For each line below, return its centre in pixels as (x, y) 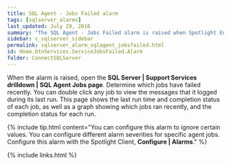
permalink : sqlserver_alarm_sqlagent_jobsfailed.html (86, 45)
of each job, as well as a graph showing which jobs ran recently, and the (109, 106)
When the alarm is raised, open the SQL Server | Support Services (102, 77)
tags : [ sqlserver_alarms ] (44, 20)
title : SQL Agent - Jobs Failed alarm (63, 13)
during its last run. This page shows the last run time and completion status (113, 99)
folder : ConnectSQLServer (44, 58)
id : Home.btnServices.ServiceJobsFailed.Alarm (75, 52)
